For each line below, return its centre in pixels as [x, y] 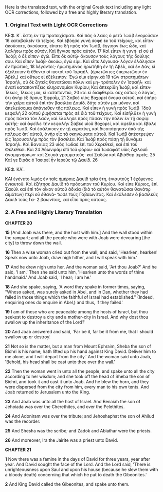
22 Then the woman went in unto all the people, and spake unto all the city [80, 371]
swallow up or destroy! [28, 337]
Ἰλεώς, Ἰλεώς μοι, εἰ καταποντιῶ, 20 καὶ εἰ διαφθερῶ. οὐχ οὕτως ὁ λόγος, [81, 93]
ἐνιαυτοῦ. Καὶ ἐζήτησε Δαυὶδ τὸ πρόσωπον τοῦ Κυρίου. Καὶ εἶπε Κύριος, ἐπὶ [81, 184]
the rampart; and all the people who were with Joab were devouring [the [78, 237]
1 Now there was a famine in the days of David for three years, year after [78, 459]
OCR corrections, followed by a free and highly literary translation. [71, 12]
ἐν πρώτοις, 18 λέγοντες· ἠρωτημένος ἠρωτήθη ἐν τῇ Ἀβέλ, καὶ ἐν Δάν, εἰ [80, 67]
